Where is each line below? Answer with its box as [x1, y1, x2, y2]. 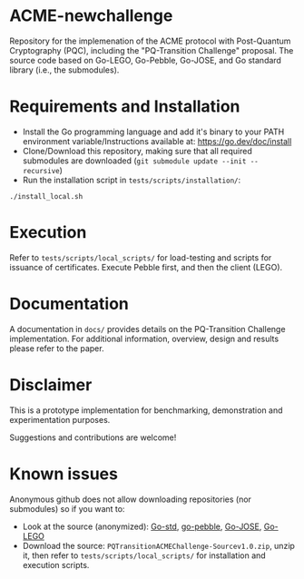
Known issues [9, 464, 118, 484]
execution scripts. [22, 559, 90, 570]
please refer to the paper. [9, 342, 104, 354]
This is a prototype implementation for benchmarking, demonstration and [9, 405, 283, 416]
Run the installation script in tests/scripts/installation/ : [22, 174, 241, 185]
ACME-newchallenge [9, 5, 173, 26]
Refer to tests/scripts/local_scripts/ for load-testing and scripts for [9, 251, 272, 263]
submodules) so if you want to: [9, 503, 125, 514]
